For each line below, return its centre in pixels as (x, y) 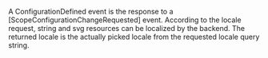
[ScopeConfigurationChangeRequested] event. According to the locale (125, 20)
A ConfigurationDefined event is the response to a (91, 12)
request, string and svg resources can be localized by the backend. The (127, 28)
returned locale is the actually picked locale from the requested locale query (134, 37)
